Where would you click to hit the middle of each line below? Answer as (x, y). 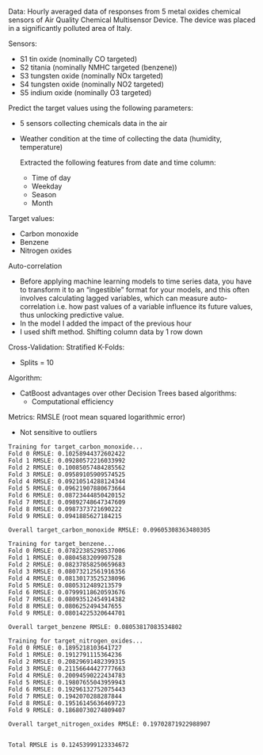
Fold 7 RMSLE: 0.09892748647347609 (67, 502)
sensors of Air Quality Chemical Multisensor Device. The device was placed (132, 20)
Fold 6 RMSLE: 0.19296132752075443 (67, 689)
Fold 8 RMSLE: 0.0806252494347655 (65, 606)
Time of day (51, 178)
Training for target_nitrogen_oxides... (76, 641)
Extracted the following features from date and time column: (118, 162)
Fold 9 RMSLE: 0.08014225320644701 (67, 613)
